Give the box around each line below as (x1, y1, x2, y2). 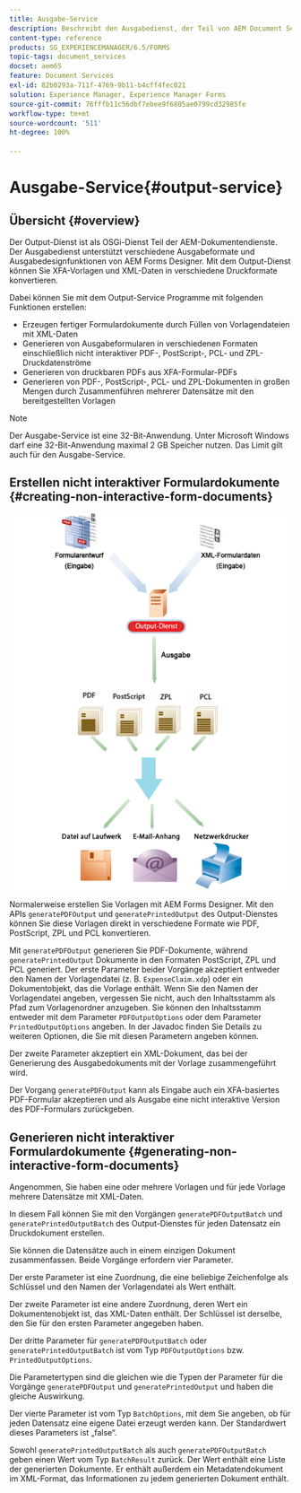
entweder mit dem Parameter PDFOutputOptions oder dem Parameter (9, 1012, 262, 1023)
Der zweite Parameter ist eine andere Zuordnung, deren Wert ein (9, 1299, 248, 1310)
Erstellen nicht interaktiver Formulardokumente (9, 476, 280, 491)
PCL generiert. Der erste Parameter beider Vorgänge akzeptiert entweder (9, 965, 280, 975)
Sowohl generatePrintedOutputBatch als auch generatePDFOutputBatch (9, 1445, 267, 1455)
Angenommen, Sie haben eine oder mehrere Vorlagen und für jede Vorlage (9, 1182, 286, 1192)
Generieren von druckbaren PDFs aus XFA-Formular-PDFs (21, 367, 237, 377)
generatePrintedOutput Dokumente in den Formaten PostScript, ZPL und (9, 955, 276, 965)
